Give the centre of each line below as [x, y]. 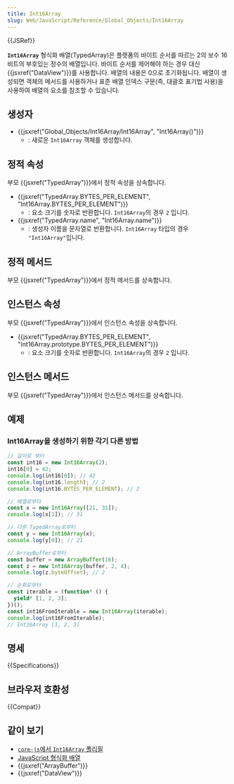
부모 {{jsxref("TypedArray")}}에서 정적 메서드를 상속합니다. [90, 280]
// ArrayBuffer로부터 [37, 553]
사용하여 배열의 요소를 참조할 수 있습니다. [64, 90]
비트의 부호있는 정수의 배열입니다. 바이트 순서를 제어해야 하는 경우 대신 [104, 63]
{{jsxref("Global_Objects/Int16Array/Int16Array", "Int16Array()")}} [110, 131]
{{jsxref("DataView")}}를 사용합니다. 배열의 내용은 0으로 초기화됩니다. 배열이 [113, 72]
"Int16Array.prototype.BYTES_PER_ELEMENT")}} [88, 344]
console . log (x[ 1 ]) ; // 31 [45, 515]
